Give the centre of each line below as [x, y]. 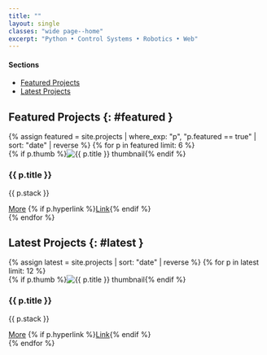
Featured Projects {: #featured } [91, 117]
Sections [24, 64]
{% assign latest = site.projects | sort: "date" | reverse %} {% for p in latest [133, 262]
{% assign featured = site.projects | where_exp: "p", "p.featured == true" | [132, 137]
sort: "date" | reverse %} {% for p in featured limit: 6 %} [102, 145]
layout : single [34, 24]
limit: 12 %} [27, 271]
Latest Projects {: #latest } [76, 242]
